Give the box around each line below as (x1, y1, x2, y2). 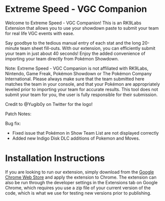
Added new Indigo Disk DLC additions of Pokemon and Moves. (12, 135, 140, 141)
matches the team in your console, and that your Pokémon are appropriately (5, 81, 160, 87)
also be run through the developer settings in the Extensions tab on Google (5, 179, 158, 185)
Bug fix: (5, 120, 21, 126)
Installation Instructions (5, 152, 105, 164)
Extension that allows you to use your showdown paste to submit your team (5, 25, 159, 31)
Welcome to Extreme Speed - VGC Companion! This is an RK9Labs (5, 20, 142, 26)
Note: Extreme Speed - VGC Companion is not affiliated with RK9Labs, (5, 65, 149, 71)
